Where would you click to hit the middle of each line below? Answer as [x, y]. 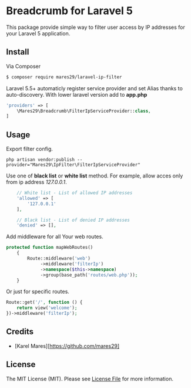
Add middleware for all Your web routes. [55, 236]
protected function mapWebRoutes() [50, 248]
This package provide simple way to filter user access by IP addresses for [95, 27]
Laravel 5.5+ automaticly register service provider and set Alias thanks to [95, 88]
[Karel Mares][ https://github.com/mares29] [67, 346]
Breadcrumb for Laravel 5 [70, 11]
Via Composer [24, 66]
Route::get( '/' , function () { [44, 302]
